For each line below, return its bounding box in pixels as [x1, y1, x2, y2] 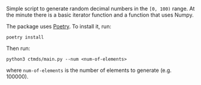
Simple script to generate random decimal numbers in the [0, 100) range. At [6, 5, 195, 12]
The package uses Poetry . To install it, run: [6, 23, 112, 30]
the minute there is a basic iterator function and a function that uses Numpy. [6, 11, 194, 18]
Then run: [6, 45, 31, 52]
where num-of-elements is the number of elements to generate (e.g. [6, 67, 172, 74]
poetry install [6, 34, 44, 40]
